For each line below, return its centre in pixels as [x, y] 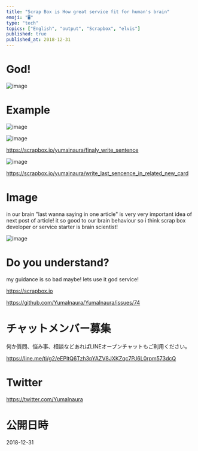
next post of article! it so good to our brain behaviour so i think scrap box [96, 220]
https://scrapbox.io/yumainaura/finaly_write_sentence [72, 150]
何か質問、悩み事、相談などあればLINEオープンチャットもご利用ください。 [98, 346]
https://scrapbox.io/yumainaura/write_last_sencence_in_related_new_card [98, 173]
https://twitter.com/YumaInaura [45, 399]
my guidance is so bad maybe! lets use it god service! [72, 279]
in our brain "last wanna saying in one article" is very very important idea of [99, 214]
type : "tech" [22, 23]
